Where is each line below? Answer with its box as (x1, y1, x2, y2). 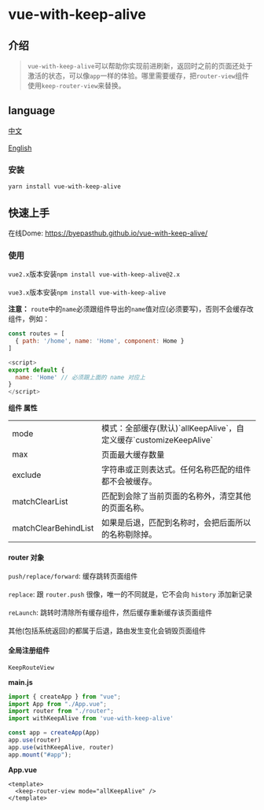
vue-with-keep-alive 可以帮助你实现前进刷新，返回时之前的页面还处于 (27, 61, 253, 70)
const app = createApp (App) (8, 729, 101, 737)
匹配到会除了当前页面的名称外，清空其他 (101, 490, 251, 501)
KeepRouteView (8, 664, 55, 671)
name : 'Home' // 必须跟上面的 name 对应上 (15, 373, 145, 381)
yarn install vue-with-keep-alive (8, 183, 122, 190)
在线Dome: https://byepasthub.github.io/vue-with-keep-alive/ (8, 228, 208, 238)
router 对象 (8, 553, 45, 562)
